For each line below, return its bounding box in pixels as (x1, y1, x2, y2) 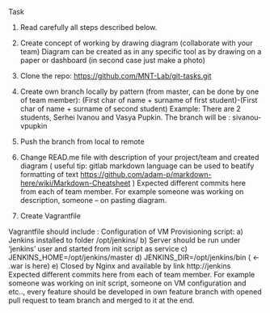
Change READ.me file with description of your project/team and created (19, 153, 259, 162)
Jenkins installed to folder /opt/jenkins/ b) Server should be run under (8, 235, 241, 245)
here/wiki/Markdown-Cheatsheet (19, 178, 131, 188)
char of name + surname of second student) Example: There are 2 (19, 104, 241, 113)
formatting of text (19, 170, 79, 179)
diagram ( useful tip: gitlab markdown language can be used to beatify (19, 161, 255, 171)
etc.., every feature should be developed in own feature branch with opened (8, 287, 262, 296)
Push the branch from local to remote (19, 137, 145, 146)
